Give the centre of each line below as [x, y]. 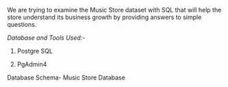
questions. [22, 24]
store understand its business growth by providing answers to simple [104, 17]
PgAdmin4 [32, 64]
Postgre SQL [35, 51]
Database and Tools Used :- [46, 38]
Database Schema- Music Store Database [66, 77]
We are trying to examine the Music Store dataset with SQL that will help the [114, 10]
